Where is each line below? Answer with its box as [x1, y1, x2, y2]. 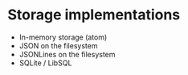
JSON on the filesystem [18, 40, 98, 50]
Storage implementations [7, 6, 181, 24]
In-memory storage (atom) [18, 32, 108, 42]
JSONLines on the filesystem [18, 49, 116, 59]
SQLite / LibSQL [18, 58, 72, 68]
